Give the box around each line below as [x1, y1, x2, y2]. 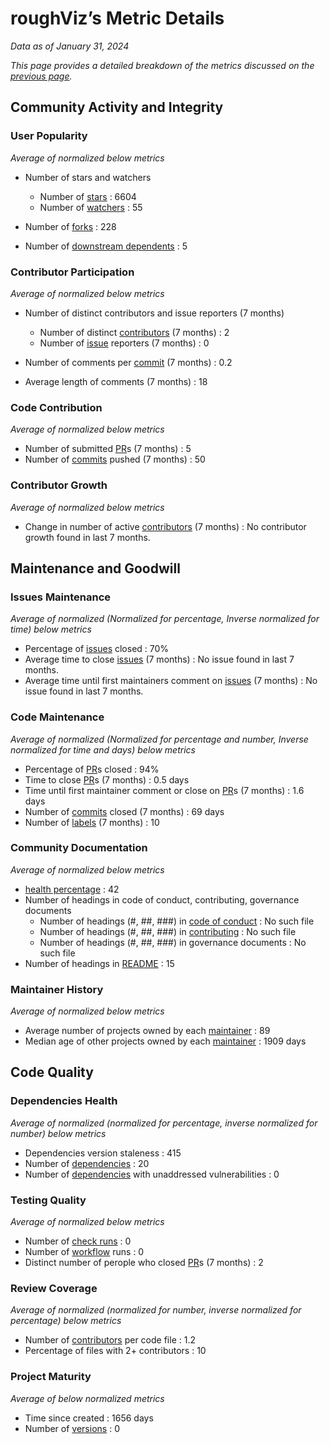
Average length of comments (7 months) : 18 [24, 375, 208, 387]
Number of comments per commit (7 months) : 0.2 [24, 356, 233, 368]
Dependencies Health [10, 1094, 118, 1108]
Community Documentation [10, 841, 148, 855]
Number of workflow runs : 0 [24, 1246, 145, 1258]
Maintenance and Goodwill [10, 560, 181, 577]
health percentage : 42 [24, 883, 120, 895]
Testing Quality [10, 1193, 87, 1207]
